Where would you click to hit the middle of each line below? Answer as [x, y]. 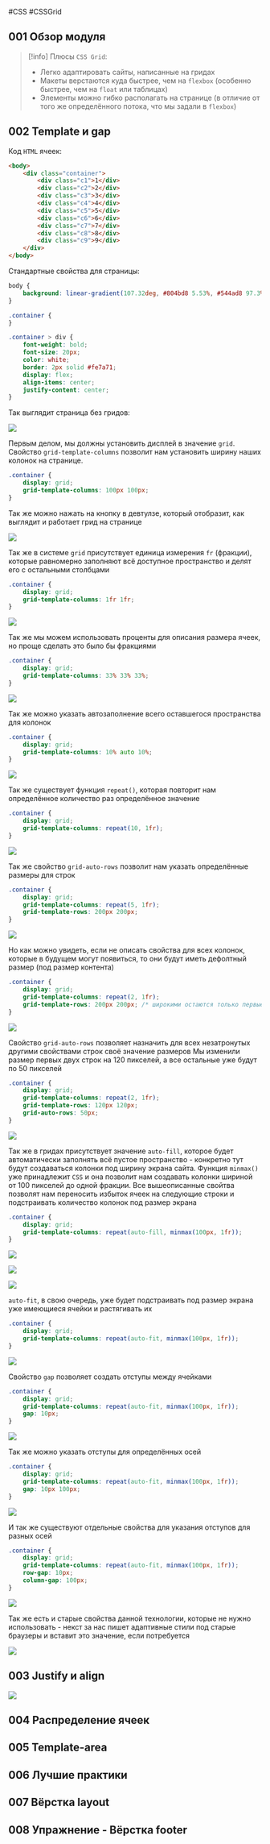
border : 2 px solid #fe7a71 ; [70, 367]
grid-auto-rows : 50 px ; [61, 1113]
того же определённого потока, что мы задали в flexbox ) [138, 106]
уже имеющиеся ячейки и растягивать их [80, 1309]
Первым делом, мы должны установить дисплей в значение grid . [122, 443]
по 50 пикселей [35, 1068]
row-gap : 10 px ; [48, 1573]
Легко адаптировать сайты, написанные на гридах [127, 72]
